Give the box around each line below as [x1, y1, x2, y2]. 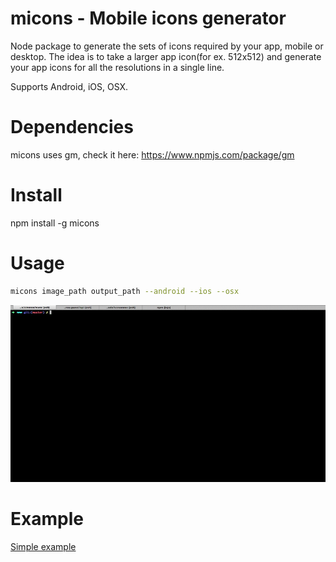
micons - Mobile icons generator [10, 7, 287, 30]
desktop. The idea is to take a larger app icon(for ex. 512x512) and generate [10, 50, 322, 62]
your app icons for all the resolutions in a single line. [10, 61, 225, 73]
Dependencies [10, 116, 134, 139]
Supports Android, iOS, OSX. [10, 80, 129, 92]
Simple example [10, 540, 77, 552]
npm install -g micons [10, 217, 100, 229]
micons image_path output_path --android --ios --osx [10, 286, 240, 296]
